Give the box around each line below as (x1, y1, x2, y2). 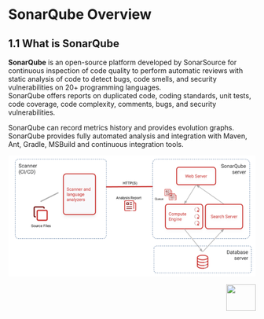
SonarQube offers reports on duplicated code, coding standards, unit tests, (8, 91, 251, 100)
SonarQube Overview (8, 5, 152, 24)
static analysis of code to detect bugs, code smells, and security (8, 75, 218, 83)
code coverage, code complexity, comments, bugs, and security (8, 100, 217, 108)
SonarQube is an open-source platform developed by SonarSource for (8, 57, 237, 67)
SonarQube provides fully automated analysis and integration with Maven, (8, 131, 247, 141)
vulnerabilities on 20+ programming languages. (8, 82, 162, 92)
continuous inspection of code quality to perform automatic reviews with (8, 66, 244, 75)
